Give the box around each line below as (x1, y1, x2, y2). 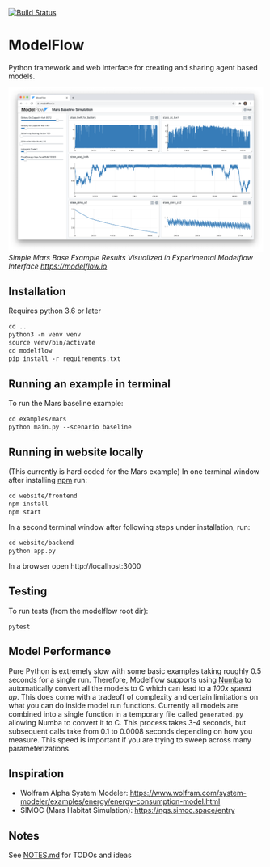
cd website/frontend (8, 492, 78, 501)
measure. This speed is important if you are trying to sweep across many (8, 734, 252, 744)
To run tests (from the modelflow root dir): (8, 606, 149, 615)
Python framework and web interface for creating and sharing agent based (8, 62, 259, 72)
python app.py (8, 547, 57, 556)
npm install (8, 500, 49, 509)
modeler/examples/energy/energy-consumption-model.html (19, 797, 221, 806)
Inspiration (8, 767, 65, 780)
